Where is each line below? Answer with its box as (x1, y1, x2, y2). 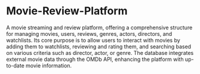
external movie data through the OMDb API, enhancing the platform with (6, 55, 184, 63)
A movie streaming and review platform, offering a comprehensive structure (6, 24, 193, 31)
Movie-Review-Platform (6, 4, 128, 18)
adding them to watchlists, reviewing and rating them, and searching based (6, 43, 192, 50)
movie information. (26, 61, 72, 69)
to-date (6, 61, 25, 69)
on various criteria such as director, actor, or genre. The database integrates (6, 49, 194, 56)
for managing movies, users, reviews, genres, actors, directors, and (6, 30, 173, 37)
